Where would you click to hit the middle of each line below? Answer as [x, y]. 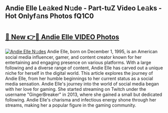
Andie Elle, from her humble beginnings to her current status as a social [79, 78]
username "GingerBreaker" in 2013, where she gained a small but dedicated [84, 94]
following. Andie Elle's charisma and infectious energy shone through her [81, 100]
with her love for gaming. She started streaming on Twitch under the [76, 89]
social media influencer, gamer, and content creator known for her [73, 57]
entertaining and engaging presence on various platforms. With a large [78, 63]
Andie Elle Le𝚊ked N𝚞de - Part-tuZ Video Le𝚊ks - [83, 8]
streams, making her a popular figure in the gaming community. [71, 105]
